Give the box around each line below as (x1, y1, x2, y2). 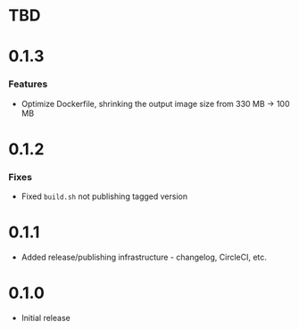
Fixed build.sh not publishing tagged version (21, 191, 188, 202)
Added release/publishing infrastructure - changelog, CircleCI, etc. (21, 252, 267, 263)
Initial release (21, 313, 71, 324)
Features (8, 78, 48, 90)
